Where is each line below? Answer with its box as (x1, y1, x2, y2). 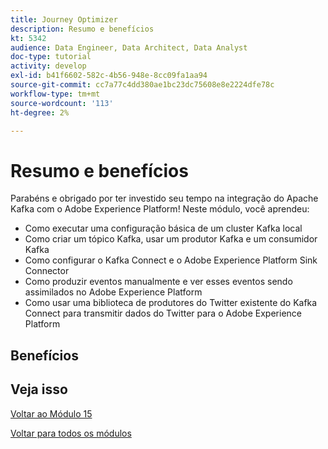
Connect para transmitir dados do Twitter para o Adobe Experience (24, 307, 302, 320)
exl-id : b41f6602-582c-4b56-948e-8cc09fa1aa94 (10, 71, 208, 81)
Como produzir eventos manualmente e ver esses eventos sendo (24, 276, 293, 288)
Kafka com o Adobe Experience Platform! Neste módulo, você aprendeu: (10, 203, 310, 215)
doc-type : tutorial (10, 52, 92, 62)
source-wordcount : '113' (10, 98, 114, 108)
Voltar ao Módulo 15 (10, 407, 93, 420)
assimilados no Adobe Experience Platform (24, 286, 203, 298)
